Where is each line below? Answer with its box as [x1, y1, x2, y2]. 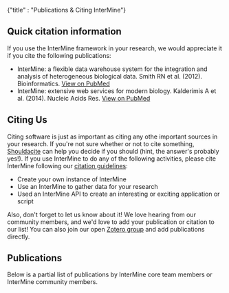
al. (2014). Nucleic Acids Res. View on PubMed [17, 94, 151, 102]
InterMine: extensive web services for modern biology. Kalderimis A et [17, 86, 217, 95]
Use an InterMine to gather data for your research [17, 182, 158, 190]
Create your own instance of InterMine [17, 175, 127, 183]
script [17, 196, 34, 205]
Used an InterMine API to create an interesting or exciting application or [17, 190, 220, 198]
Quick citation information [7, 26, 122, 37]
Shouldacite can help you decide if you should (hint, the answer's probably [7, 147, 219, 155]
